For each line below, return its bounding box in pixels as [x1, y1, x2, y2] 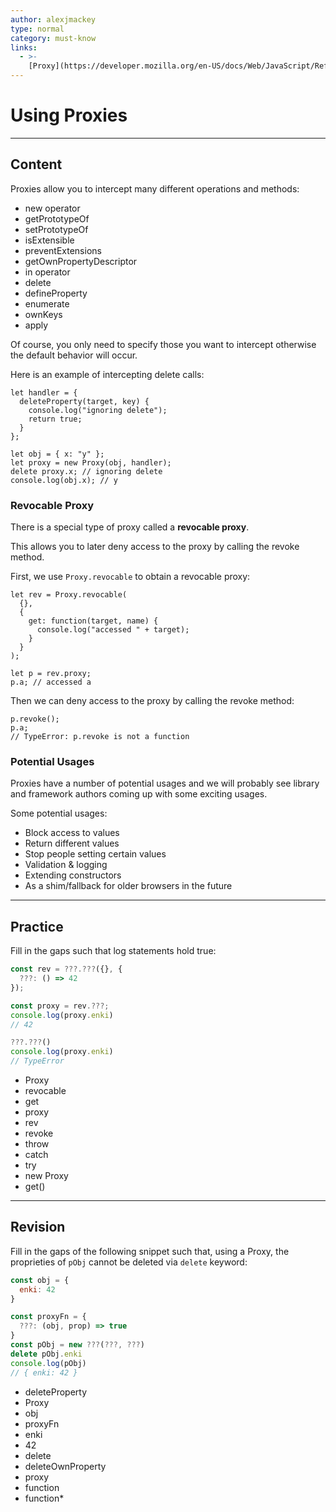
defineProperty [24, 287, 88, 299]
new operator [24, 202, 81, 214]
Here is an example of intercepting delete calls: [10, 368, 205, 380]
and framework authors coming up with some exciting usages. [10, 788, 268, 800]
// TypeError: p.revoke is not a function [10, 732, 190, 742]
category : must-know [10, 33, 97, 43]
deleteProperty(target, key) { [19, 396, 150, 406]
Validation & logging [24, 859, 108, 871]
